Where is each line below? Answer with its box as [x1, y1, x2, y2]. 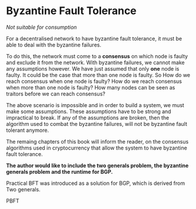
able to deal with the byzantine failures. [6, 41, 102, 48]
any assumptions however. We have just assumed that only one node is [6, 65, 180, 72]
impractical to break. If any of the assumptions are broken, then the [6, 114, 170, 121]
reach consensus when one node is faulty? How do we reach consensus [6, 78, 182, 85]
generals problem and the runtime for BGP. [6, 168, 113, 175]
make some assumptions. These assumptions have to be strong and [6, 108, 172, 115]
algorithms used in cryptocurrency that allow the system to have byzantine [6, 144, 187, 151]
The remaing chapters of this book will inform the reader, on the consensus [6, 138, 189, 145]
